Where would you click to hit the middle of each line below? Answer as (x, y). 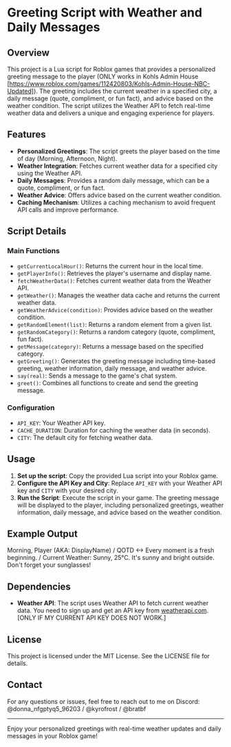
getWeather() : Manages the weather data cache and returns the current (118, 295)
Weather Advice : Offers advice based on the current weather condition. (119, 195)
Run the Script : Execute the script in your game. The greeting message (118, 497)
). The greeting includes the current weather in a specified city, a (125, 91)
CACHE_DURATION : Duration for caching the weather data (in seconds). (114, 430)
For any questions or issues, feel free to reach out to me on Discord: (103, 701)
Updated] (21, 91)
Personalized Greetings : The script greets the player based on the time (119, 151)
